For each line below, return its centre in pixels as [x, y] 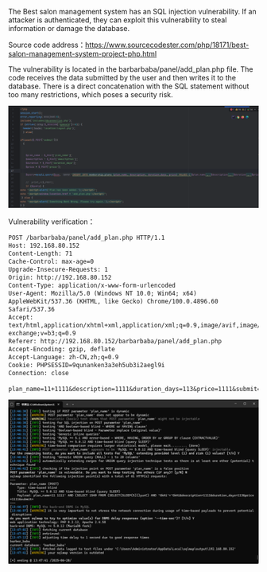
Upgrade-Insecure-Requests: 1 [58, 270]
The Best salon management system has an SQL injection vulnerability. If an [132, 12]
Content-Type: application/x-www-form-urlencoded [92, 286]
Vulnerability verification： [52, 221]
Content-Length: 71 [41, 254]
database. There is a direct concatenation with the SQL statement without [129, 86]
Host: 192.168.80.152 [44, 246]
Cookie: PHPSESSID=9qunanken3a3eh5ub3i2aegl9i [87, 366]
